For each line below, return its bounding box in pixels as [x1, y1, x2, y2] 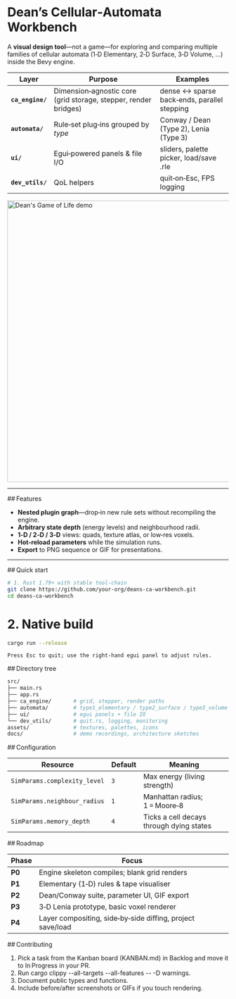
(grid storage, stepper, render [53, 94, 152, 104]
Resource [41, 760, 74, 769]
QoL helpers [53, 177, 95, 187]
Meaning [169, 760, 199, 769]
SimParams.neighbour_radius [11, 797, 105, 805]
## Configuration [7, 743, 56, 752]
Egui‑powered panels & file [53, 149, 143, 158]
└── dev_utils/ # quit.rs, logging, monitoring [7, 717, 169, 724]
